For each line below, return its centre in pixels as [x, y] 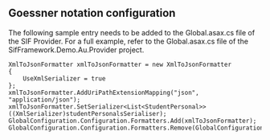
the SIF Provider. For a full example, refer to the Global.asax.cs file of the [129, 41]
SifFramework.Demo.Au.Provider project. [76, 49]
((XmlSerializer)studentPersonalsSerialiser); [88, 113]
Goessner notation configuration [92, 13]
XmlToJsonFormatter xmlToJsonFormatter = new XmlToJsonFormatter [120, 64]
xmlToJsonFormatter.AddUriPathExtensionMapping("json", [104, 93]
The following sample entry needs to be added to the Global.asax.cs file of [132, 32]
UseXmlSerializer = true [64, 78]
